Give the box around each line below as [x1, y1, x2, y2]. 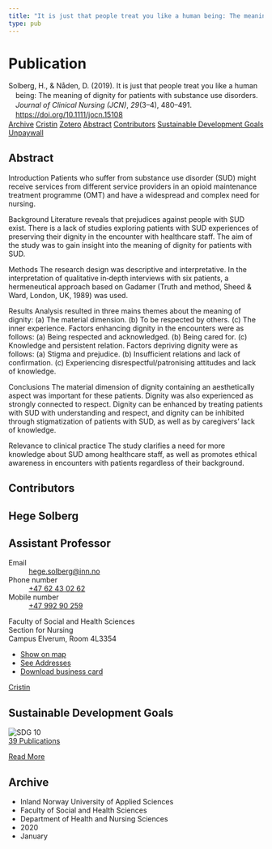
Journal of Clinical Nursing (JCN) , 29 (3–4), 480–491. [15, 100, 193, 110]
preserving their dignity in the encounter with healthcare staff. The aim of [8, 232, 253, 241]
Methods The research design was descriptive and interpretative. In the [8, 264, 247, 274]
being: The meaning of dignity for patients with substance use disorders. [15, 91, 258, 100]
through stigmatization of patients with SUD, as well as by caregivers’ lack [8, 416, 256, 426]
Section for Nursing [8, 625, 74, 635]
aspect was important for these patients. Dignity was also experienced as [8, 390, 253, 400]
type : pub [8, 19, 42, 28]
